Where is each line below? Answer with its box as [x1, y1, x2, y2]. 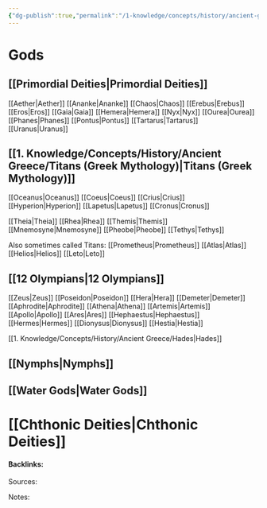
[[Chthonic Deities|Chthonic [8, 416, 199, 434]
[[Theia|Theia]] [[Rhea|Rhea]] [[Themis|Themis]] [8, 216, 168, 227]
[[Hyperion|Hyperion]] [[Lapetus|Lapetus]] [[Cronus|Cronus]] [8, 201, 210, 211]
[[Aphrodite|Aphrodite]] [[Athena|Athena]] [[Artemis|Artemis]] [8, 301, 211, 311]
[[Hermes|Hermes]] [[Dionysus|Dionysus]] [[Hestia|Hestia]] [8, 319, 204, 328]
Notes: [8, 492, 30, 502]
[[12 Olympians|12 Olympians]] [8, 272, 164, 285]
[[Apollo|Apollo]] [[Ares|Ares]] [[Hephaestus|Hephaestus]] [8, 310, 200, 320]
